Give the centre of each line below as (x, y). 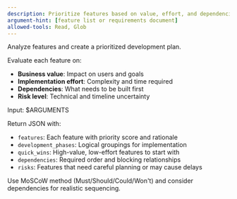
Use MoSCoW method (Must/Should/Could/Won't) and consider (101, 181)
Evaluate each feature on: (45, 60)
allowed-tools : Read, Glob (47, 27)
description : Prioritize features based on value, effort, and (102, 14)
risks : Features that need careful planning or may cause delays (110, 167)
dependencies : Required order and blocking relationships (99, 160)
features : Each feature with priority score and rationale (98, 137)
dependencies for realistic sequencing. (64, 188)
